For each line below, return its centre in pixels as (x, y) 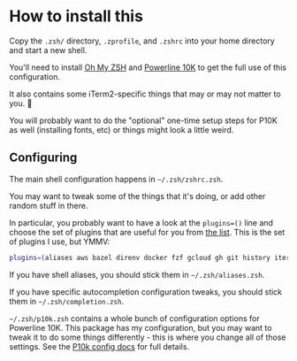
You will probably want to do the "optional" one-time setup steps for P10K (144, 120)
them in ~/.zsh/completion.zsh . (67, 301)
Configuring (43, 158)
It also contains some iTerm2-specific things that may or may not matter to (145, 94)
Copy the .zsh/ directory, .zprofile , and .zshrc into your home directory (142, 41)
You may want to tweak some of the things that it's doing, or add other (137, 196)
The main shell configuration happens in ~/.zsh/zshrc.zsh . (116, 179)
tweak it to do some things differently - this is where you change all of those (148, 337)
